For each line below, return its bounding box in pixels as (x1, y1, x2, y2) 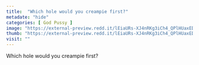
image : (6, 25, 23, 31)
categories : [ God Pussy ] (6, 19, 73, 25)
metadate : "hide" (6, 14, 49, 20)
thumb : (6, 31, 23, 37)
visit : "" (6, 36, 31, 42)
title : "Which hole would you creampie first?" (6, 8, 129, 15)
